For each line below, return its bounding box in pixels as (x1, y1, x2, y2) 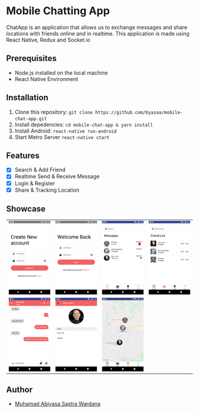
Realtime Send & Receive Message (14, 173, 99, 180)
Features (6, 150, 40, 160)
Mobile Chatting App (6, 4, 110, 18)
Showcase (6, 204, 46, 214)
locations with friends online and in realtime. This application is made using (6, 30, 190, 37)
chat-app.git (14, 115, 47, 122)
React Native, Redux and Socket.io (6, 36, 91, 43)
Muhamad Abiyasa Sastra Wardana (14, 400, 101, 407)
